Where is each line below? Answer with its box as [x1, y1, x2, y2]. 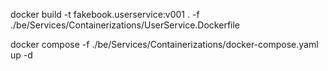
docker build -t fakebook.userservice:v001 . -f [10, 9, 200, 20]
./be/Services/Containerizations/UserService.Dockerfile [10, 19, 241, 31]
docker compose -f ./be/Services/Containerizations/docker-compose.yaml [10, 39, 319, 50]
